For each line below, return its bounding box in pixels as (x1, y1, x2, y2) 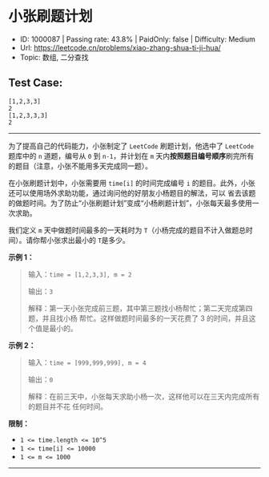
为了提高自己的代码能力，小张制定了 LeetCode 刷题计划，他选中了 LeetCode (8, 141, 255, 151)
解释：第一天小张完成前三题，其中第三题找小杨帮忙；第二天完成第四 (27, 303, 253, 313)
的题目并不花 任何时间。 (27, 402, 108, 411)
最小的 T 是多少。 (74, 235, 130, 245)
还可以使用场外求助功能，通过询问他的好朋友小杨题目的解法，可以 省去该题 (8, 188, 256, 197)
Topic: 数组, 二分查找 (19, 52, 90, 62)
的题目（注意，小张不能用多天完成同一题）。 (8, 161, 152, 171)
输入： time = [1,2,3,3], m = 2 (27, 269, 132, 279)
